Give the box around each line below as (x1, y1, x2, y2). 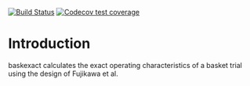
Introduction (8, 35, 91, 52)
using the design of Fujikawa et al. (8, 69, 119, 78)
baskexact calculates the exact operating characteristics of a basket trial (8, 60, 243, 70)
